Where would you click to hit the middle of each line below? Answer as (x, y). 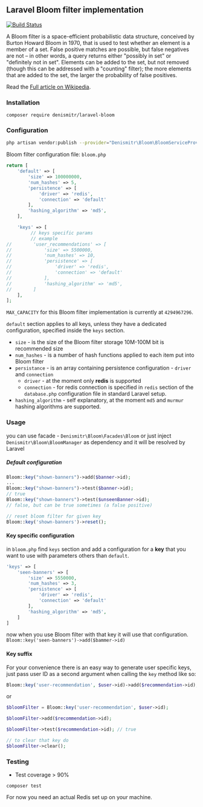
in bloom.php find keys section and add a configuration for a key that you (96, 549)
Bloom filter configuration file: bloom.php (56, 155)
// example (44, 238)
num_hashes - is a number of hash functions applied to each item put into (105, 355)
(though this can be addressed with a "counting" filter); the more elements (99, 69)
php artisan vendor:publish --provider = (58, 143)
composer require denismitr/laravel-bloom (60, 115)
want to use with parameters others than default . (68, 555)
